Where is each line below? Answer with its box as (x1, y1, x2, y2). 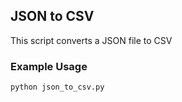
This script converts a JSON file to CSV (10, 34, 173, 46)
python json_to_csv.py (10, 82, 105, 93)
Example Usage (10, 59, 88, 73)
